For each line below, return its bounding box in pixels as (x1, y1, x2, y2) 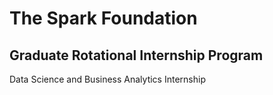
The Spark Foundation (9, 7, 198, 30)
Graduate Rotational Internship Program (9, 47, 264, 64)
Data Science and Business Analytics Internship (9, 73, 206, 85)
